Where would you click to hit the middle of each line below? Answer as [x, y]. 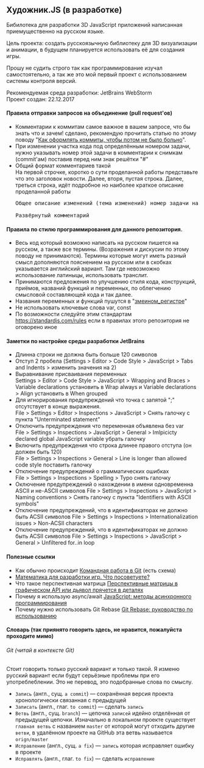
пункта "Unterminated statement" [58, 419]
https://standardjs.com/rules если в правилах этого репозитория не [102, 321]
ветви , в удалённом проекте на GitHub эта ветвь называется [93, 733]
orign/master [32, 740]
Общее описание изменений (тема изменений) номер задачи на [107, 203]
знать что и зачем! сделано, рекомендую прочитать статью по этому [106, 133]
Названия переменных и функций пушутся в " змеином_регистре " [101, 301]
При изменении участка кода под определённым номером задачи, [103, 147]
